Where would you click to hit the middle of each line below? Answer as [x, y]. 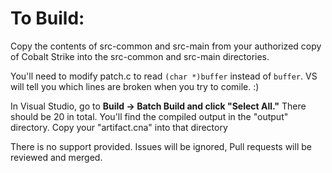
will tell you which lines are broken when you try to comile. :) [135, 86]
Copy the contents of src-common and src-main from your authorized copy [166, 46]
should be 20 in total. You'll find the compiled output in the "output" [149, 116]
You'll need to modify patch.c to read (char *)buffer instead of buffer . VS [164, 76]
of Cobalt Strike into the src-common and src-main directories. [140, 56]
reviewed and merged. [56, 157]
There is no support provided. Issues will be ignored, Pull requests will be [161, 146]
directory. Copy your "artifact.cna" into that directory [119, 127]
